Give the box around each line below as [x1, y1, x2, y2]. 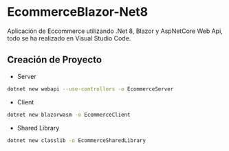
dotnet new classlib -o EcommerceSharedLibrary [7, 137, 146, 144]
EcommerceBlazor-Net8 [7, 4, 149, 20]
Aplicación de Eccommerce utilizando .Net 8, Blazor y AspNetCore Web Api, [7, 27, 223, 35]
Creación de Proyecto [7, 54, 102, 66]
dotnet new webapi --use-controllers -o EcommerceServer [7, 85, 174, 93]
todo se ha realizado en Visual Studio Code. [7, 34, 131, 42]
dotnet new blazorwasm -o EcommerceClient [7, 111, 131, 118]
